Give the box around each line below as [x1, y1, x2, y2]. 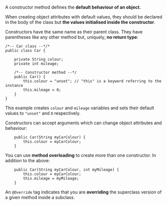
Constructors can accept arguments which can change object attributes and [5, 120, 162, 126]
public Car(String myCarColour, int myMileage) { [14, 167, 120, 172]
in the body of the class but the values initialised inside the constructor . [5, 19, 156, 25]
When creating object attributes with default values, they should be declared [5, 14, 163, 19]
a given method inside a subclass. [5, 195, 75, 200]
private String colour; [14, 57, 64, 62]
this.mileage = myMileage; [23, 176, 79, 181]
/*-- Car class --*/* [5, 44, 50, 49]
